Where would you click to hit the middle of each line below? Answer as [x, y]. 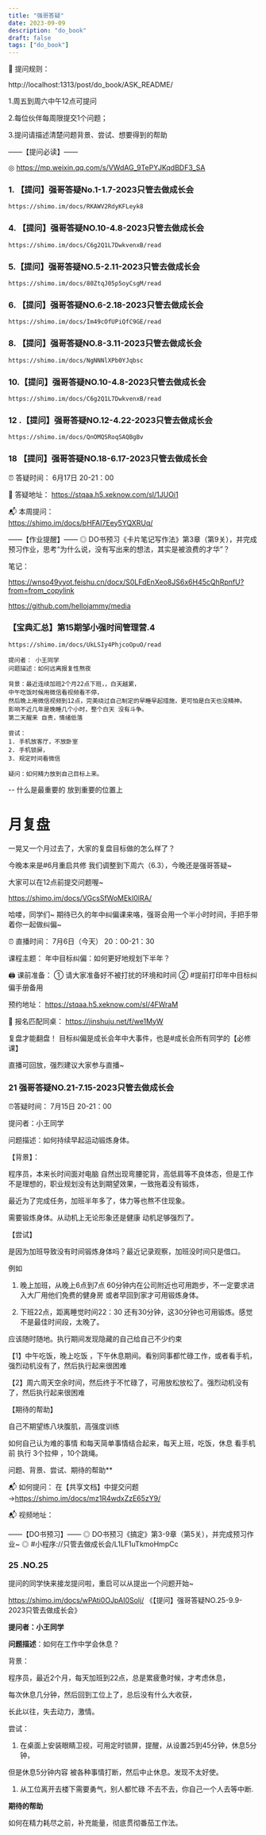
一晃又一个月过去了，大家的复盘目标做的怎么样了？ [92, 848]
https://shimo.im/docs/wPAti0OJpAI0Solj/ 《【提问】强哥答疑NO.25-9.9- [125, 1600]
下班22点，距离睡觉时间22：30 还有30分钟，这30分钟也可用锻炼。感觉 [136, 1312]
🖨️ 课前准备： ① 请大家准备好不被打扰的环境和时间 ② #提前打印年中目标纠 [133, 975]
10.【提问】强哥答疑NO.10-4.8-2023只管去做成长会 [107, 382]
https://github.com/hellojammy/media [69, 606]
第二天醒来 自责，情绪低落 [46, 718]
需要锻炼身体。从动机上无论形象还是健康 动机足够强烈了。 [103, 1218]
